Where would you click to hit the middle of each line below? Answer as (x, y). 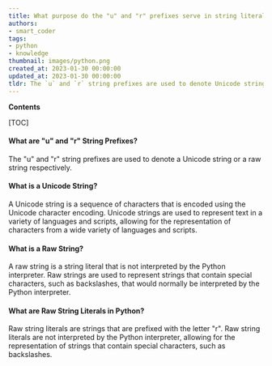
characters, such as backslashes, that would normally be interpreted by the (134, 283)
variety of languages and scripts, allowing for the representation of (120, 221)
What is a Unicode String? (53, 186)
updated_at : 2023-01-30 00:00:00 (65, 76)
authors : (23, 23)
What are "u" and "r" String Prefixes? (73, 141)
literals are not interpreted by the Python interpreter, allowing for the (122, 338)
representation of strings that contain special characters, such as (117, 346)
